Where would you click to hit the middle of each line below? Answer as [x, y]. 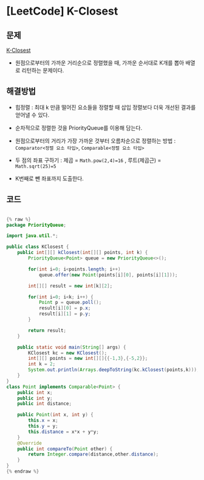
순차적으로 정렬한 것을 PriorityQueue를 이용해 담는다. [79, 128]
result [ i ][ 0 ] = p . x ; [65, 308]
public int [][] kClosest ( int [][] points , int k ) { [83, 253]
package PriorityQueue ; [36, 225]
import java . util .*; [32, 236]
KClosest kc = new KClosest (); [68, 353]
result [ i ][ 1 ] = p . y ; [65, 314]
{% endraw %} [23, 471]
